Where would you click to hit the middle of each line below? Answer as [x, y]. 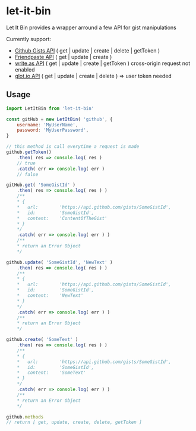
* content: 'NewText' [50, 296]
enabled [25, 69]
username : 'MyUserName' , [48, 125]
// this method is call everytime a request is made [73, 147]
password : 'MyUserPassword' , [53, 130]
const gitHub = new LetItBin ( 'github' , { [59, 119]
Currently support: [29, 39]
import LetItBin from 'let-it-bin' [50, 108]
